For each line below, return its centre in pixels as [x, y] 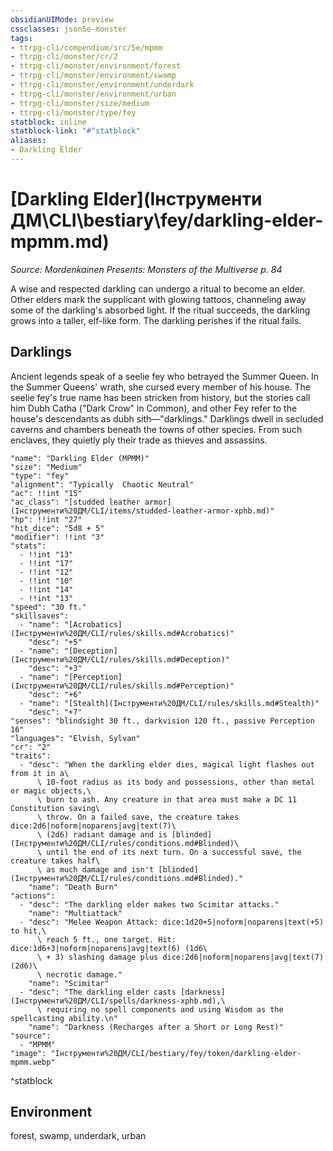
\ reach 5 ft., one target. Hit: [106, 939]
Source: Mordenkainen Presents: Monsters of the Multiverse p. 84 [146, 269]
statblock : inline [48, 122]
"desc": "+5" [55, 642]
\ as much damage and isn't [95, 869]
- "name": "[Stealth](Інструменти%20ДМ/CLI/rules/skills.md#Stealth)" [169, 703]
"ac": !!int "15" [46, 493]
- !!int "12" [46, 572]
